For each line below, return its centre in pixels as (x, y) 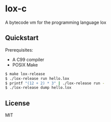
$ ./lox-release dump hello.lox (38, 88)
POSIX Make (25, 64)
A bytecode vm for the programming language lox (56, 22)
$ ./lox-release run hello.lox (37, 78)
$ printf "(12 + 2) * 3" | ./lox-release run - (55, 83)
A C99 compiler (28, 60)
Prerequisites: (19, 50)
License (18, 103)
